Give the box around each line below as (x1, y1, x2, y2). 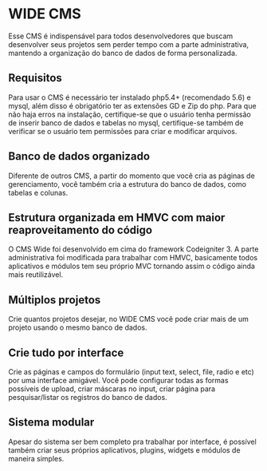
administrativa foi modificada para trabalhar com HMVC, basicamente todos (8, 253, 257, 263)
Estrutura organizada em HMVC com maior (8, 211, 226, 224)
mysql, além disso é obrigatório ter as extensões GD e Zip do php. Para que (8, 101, 257, 110)
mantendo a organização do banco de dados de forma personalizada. (8, 48, 238, 57)
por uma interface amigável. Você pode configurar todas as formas (8, 376, 229, 385)
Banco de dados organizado (8, 149, 150, 164)
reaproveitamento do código (8, 223, 153, 236)
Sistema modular (8, 416, 95, 429)
